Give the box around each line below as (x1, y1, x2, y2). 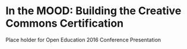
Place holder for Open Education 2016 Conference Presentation (5, 36, 161, 43)
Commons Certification (5, 17, 124, 30)
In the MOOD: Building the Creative (5, 4, 182, 18)
